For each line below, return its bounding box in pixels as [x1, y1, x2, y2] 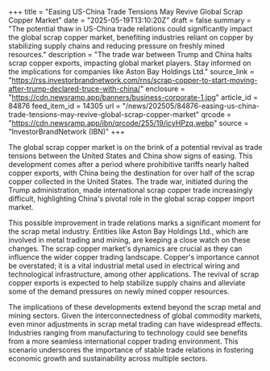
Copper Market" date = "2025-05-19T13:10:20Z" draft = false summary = [8, 15, 252, 25]
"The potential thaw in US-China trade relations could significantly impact [8, 24, 253, 33]
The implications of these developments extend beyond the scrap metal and [8, 302, 261, 311]
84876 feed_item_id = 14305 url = [8, 101, 121, 110]
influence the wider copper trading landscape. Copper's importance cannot [8, 252, 260, 261]
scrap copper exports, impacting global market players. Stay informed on [8, 58, 251, 68]
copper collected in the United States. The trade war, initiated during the [8, 177, 248, 186]
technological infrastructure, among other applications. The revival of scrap [8, 269, 260, 279]
